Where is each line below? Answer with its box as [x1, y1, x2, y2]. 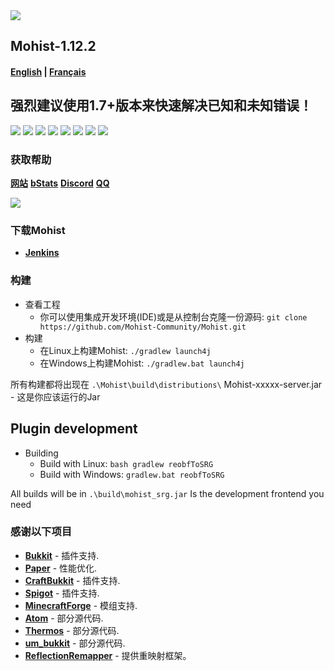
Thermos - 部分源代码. [24, 624, 120, 636]
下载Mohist [10, 224, 66, 238]
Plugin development [10, 420, 138, 438]
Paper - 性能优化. [24, 562, 98, 574]
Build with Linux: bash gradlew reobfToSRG [39, 457, 214, 469]
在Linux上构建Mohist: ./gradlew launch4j [39, 344, 212, 356]
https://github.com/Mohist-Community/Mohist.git [39, 322, 247, 332]
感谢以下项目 [10, 525, 73, 539]
